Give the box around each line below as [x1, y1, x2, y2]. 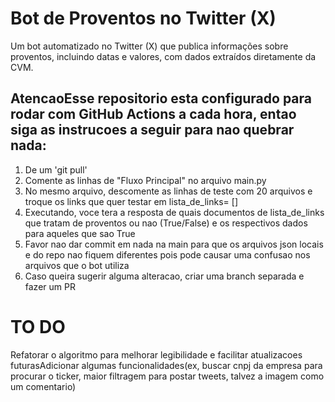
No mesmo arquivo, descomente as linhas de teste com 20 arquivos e [24, 185, 313, 197]
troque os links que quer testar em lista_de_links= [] [24, 195, 238, 207]
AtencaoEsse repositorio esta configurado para [10, 90, 312, 107]
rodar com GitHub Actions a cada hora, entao [10, 106, 297, 123]
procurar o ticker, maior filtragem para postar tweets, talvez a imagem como [10, 370, 325, 382]
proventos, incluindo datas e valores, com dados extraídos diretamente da [10, 50, 317, 62]
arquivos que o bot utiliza [24, 259, 130, 271]
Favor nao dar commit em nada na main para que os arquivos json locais [24, 238, 324, 250]
